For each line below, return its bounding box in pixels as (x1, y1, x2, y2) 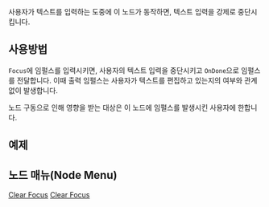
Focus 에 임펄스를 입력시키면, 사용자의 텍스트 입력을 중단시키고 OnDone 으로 (8, 65, 240, 75)
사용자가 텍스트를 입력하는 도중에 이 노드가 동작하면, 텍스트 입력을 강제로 (8, 7, 236, 16)
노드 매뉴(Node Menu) (8, 168, 118, 182)
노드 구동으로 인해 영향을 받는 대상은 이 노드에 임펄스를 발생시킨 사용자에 (8, 103, 236, 112)
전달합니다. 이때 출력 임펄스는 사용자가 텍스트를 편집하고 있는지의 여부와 (16, 75, 243, 85)
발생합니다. (23, 85, 59, 95)
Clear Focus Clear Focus (8, 190, 90, 200)
